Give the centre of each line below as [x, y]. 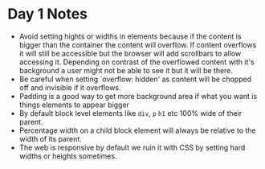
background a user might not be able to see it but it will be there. [126, 70]
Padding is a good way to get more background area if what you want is [138, 96]
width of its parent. [50, 138]
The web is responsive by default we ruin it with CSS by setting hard [132, 147]
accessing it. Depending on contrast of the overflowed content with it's [137, 62]
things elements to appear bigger [74, 105]
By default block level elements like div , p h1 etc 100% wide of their [130, 113]
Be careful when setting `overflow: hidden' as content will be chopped [135, 79]
